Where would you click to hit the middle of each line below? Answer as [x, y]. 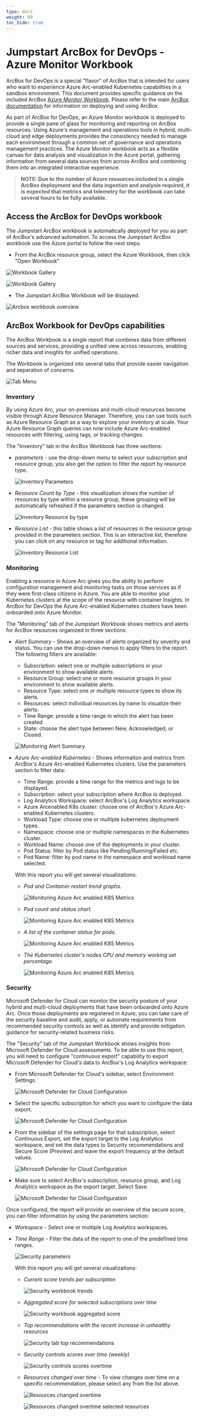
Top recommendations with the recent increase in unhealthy [97, 1325]
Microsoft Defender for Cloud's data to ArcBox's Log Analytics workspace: [97, 1062]
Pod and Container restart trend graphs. [73, 886]
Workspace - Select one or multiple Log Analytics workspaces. [91, 1227]
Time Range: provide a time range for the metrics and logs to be [101, 782]
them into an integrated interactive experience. [63, 168]
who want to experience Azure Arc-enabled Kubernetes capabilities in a [94, 87]
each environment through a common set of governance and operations [94, 142]
